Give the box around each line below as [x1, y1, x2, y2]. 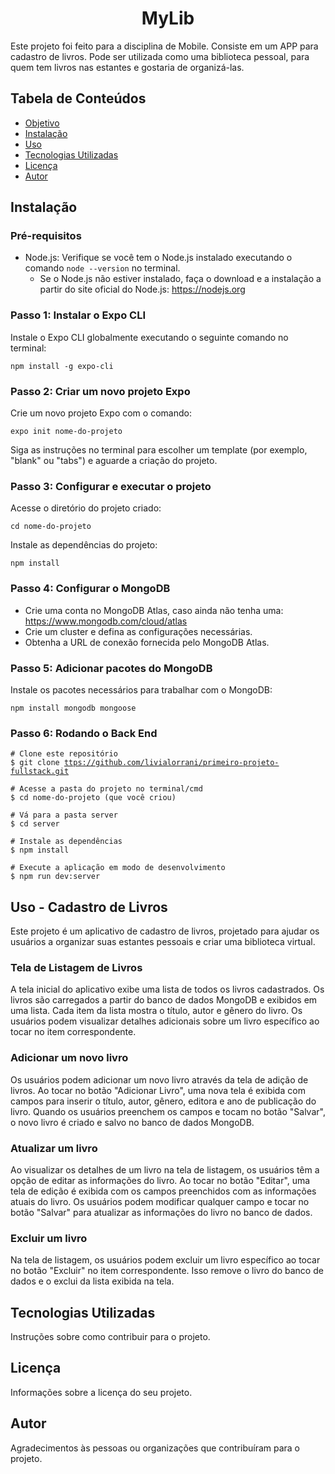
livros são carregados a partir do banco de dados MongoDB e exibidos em [10, 994, 318, 1006]
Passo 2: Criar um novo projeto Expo [10, 384, 191, 398]
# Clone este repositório [10, 749, 118, 759]
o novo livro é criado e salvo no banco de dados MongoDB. [10, 1116, 255, 1128]
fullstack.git [10, 767, 70, 777]
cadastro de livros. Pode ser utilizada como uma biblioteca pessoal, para [10, 50, 310, 62]
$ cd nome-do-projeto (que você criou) [10, 793, 177, 803]
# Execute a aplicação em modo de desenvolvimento [10, 863, 226, 873]
